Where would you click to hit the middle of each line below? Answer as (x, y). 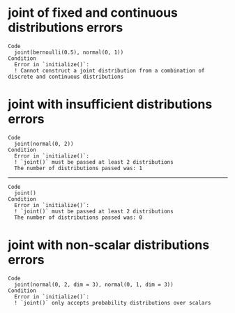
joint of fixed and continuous (93, 13)
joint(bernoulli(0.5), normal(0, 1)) (69, 52)
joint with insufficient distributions (110, 104)
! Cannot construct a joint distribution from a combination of (109, 70)
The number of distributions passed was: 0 (78, 217)
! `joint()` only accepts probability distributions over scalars (113, 303)
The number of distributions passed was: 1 (78, 168)
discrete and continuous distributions (66, 77)
